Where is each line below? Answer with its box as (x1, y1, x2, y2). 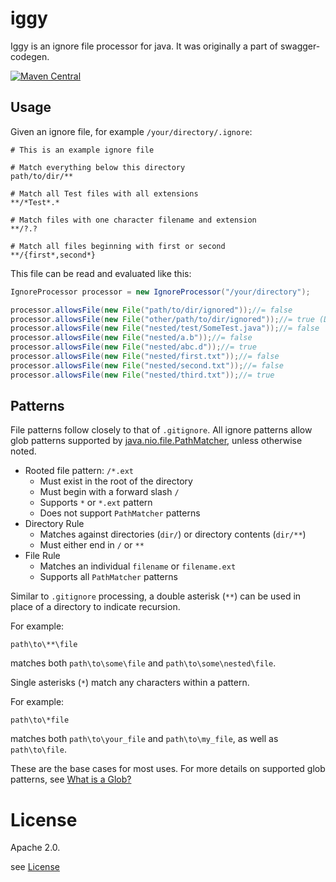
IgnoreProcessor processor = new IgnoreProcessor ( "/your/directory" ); (10, 287, 311, 297)
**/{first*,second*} (10, 250, 97, 260)
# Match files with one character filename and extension (10, 215, 257, 225)
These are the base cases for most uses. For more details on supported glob (10, 763, 326, 775)
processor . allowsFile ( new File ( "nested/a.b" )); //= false (10, 333, 253, 343)
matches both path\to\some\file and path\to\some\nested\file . (10, 657, 277, 669)
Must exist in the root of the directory (39, 475, 193, 487)
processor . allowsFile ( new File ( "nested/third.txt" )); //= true (10, 370, 275, 380)
